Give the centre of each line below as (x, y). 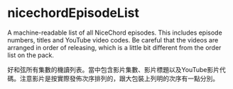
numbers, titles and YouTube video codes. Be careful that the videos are (113, 40)
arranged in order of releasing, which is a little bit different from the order (114, 47)
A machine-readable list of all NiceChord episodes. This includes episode (115, 32)
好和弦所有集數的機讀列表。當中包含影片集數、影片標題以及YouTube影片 (114, 69)
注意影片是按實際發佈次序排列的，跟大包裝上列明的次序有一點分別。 (119, 78)
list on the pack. (31, 55)
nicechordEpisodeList (74, 13)
